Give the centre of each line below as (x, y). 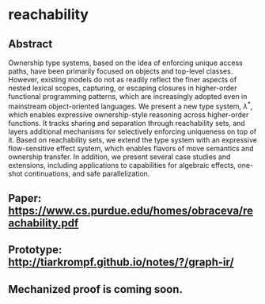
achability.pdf (44, 223)
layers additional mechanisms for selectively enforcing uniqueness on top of (132, 131)
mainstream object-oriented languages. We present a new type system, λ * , (131, 106)
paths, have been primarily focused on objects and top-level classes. (121, 71)
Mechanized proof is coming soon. (96, 289)
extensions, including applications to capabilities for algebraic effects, (122, 165)
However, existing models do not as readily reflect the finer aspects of (123, 80)
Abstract (30, 44)
